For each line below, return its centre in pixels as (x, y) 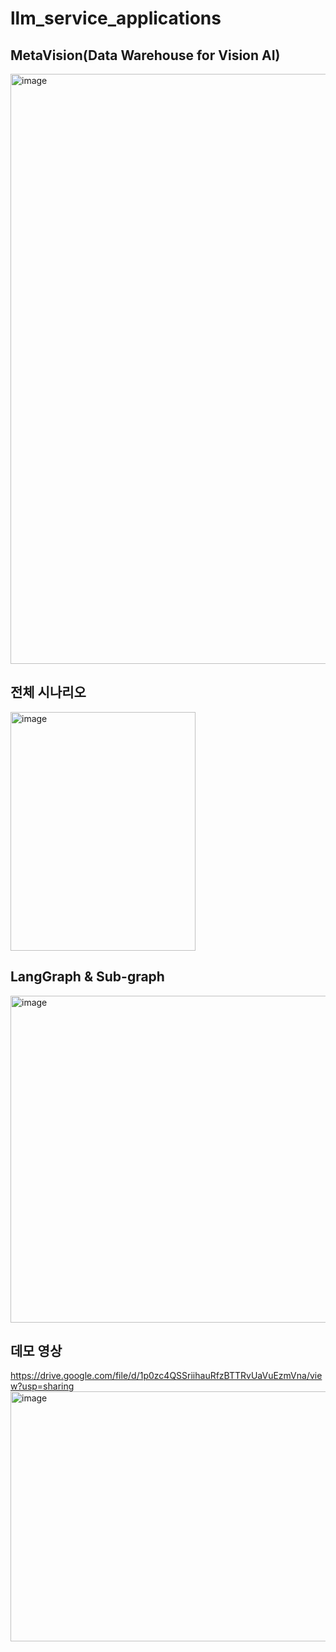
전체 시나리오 (48, 692)
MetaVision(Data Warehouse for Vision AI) (145, 55)
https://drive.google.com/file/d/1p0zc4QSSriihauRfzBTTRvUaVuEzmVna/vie (166, 1376)
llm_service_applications (116, 18)
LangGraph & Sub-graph (87, 977)
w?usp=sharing (42, 1386)
